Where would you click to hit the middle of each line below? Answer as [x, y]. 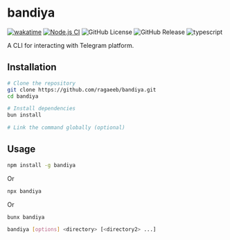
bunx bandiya [26, 217]
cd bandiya [23, 96]
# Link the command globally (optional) [67, 128]
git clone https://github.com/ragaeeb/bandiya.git [82, 89]
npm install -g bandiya [42, 165]
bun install [24, 115]
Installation [32, 67]
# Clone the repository [42, 83]
